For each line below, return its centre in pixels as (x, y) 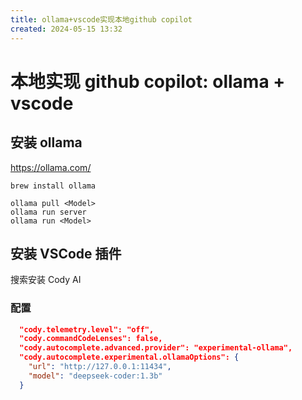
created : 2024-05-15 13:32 (66, 29)
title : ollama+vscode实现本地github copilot (101, 19)
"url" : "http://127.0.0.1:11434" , (100, 367)
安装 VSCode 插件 (66, 253)
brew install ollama (53, 186)
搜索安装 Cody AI (46, 280)
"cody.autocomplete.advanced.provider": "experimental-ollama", (156, 348)
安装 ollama (46, 142)
